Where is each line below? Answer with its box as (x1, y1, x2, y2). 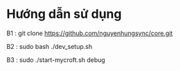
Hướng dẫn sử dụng (6, 6, 122, 22)
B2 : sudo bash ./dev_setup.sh (6, 42, 93, 50)
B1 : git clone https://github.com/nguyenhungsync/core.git (6, 29, 173, 37)
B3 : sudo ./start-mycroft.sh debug (6, 55, 105, 64)
